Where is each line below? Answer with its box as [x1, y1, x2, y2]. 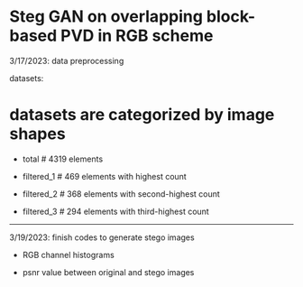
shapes [9, 124, 66, 144]
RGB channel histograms [22, 249, 115, 260]
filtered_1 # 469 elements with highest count [22, 171, 187, 181]
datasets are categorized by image [9, 105, 275, 125]
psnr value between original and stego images [22, 266, 195, 277]
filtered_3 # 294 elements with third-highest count [22, 206, 209, 217]
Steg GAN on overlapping [9, 6, 203, 27]
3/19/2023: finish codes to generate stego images [9, 232, 196, 243]
